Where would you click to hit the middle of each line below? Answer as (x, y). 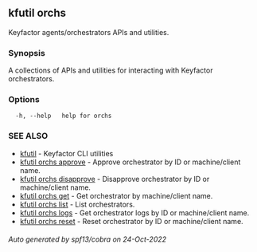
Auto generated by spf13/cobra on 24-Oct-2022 (88, 239)
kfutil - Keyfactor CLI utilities (66, 153)
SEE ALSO (28, 136)
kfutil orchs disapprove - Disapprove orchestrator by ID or (115, 179)
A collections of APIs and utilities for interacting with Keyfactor (111, 70)
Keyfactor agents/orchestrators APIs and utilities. (89, 32)
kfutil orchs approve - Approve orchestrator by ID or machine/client (130, 162)
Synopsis (27, 53)
